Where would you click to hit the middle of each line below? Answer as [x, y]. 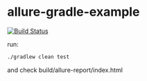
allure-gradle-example [73, 12]
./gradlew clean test [38, 57]
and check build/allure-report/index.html [65, 70]
